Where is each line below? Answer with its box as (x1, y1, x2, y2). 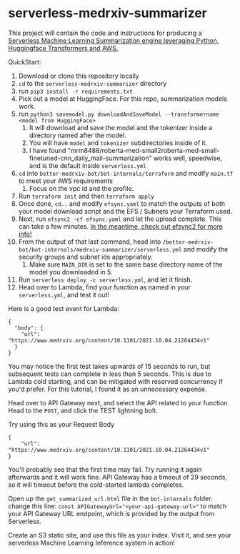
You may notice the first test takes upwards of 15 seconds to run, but (8, 362, 211, 370)
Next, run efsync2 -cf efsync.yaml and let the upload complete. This (18, 214, 222, 223)
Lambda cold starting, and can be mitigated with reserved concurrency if (8, 377, 224, 385)
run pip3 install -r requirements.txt (18, 86, 133, 95)
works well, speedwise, (153, 154, 223, 162)
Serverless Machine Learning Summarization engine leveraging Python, (8, 36, 219, 44)
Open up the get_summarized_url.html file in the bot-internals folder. (8, 494, 213, 503)
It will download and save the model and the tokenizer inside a (29, 123, 213, 132)
